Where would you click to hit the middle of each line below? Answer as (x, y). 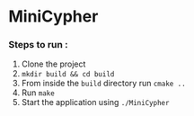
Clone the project (53, 64)
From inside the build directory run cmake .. (103, 84)
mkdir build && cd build (68, 75)
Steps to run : (38, 45)
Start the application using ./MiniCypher (95, 103)
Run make (38, 93)
